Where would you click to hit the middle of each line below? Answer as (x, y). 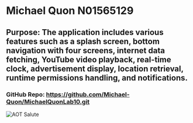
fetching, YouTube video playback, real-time (89, 59)
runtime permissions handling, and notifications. (97, 78)
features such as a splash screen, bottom (83, 41)
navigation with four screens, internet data (86, 50)
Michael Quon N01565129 (70, 11)
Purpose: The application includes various (85, 32)
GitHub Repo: (25, 94)
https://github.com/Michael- (88, 94)
